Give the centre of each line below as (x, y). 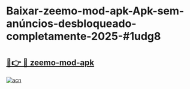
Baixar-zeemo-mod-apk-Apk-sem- (95, 11)
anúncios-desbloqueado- (71, 24)
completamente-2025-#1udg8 (84, 36)
